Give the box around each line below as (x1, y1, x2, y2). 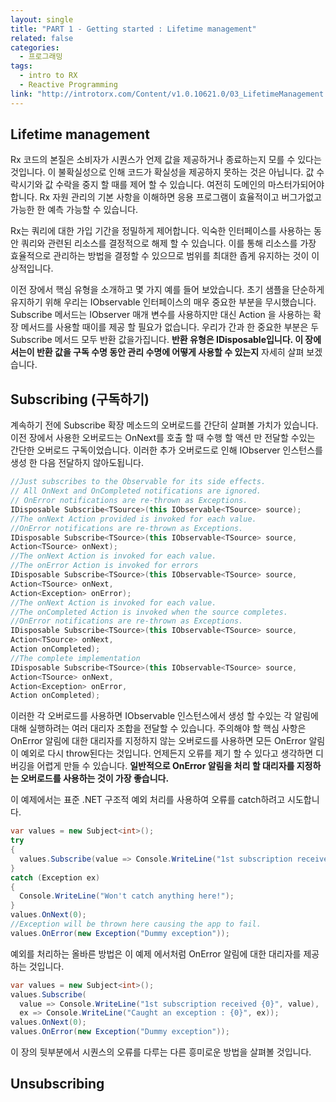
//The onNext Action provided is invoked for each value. (10, 514, 257, 524)
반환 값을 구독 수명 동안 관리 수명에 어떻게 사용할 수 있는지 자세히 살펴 (36, 346, 305, 358)
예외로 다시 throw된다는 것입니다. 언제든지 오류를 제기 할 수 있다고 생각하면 (20, 747, 314, 760)
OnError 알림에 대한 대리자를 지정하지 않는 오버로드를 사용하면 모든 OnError (10, 735, 307, 747)
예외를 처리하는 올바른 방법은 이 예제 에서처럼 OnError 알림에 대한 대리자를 (10, 947, 302, 960)
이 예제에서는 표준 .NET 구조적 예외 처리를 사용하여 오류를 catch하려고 (10, 794, 286, 806)
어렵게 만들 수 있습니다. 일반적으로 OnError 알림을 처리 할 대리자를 (36, 760, 295, 772)
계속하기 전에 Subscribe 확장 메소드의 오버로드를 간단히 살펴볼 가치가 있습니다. (10, 419, 319, 431)
